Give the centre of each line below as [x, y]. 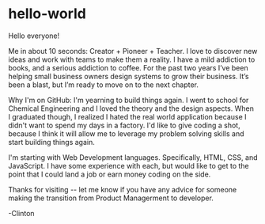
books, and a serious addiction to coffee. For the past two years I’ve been [128, 67]
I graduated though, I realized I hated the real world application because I [127, 116]
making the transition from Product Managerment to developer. [111, 198]
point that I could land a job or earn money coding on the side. [110, 174]
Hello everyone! [34, 36]
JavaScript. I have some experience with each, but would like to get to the [129, 165]
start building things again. [51, 142]
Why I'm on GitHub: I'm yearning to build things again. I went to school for [129, 100]
